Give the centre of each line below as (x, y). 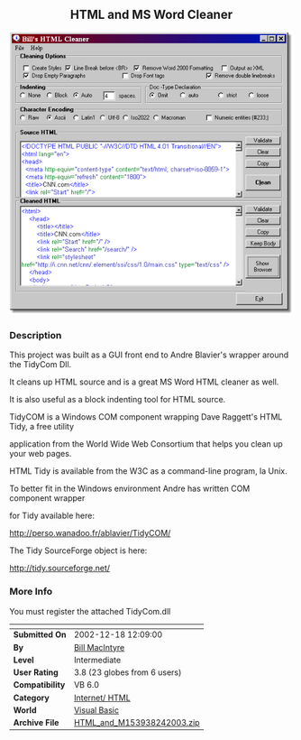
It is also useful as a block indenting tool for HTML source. (118, 400)
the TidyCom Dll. (41, 365)
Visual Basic (96, 710)
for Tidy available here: (52, 516)
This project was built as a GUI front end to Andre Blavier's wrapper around (149, 355)
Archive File (36, 723)
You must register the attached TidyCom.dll (90, 611)
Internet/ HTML (102, 698)
